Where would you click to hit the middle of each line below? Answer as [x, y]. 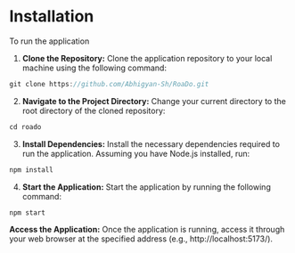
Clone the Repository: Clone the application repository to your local [147, 58]
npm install [31, 170]
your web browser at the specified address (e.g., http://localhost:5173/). [141, 239]
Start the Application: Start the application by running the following [147, 187]
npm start [28, 212]
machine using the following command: [94, 68]
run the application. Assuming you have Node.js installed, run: [136, 153]
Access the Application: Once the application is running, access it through [147, 230]
